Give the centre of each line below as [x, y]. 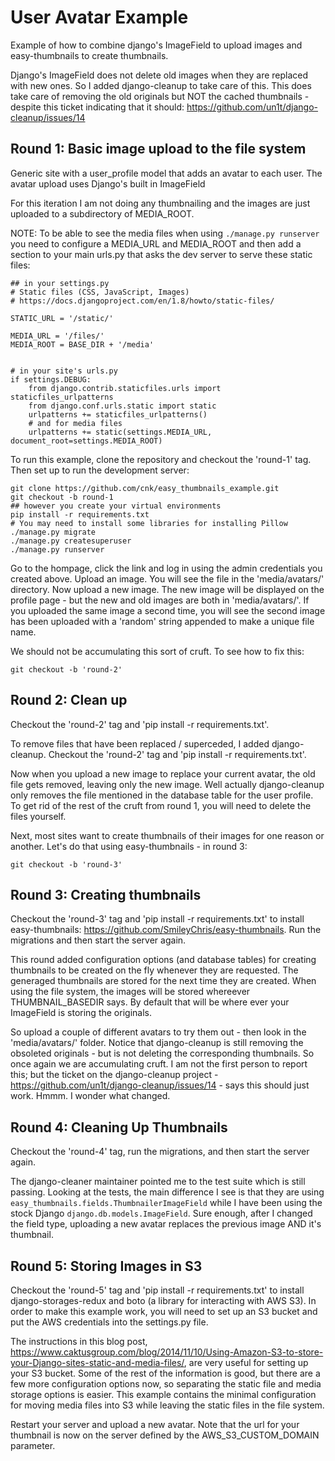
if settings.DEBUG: [51, 379]
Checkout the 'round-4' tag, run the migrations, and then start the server [160, 1152]
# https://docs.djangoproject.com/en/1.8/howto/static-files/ [142, 301]
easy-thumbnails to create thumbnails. [89, 55]
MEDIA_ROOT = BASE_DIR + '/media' [82, 344]
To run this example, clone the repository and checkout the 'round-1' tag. [161, 459]
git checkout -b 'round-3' [66, 864]
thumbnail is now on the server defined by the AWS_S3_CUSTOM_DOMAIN [165, 1435]
